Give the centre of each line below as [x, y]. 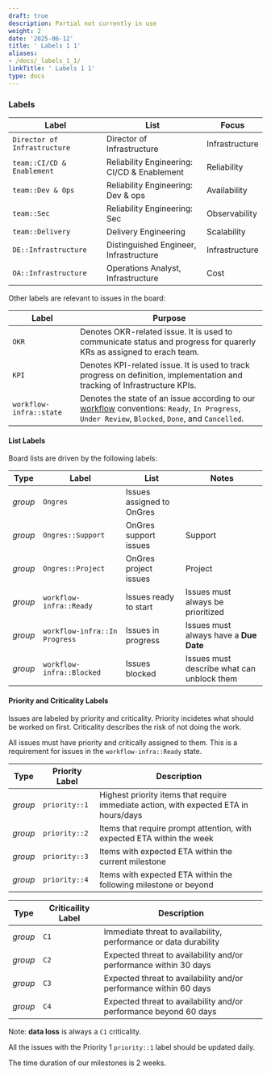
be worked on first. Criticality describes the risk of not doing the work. [125, 727]
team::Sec [31, 213]
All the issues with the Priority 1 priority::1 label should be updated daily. [132, 1047]
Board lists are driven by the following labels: [83, 458]
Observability [232, 213]
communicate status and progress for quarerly [168, 342]
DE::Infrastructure [50, 250]
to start [139, 607]
